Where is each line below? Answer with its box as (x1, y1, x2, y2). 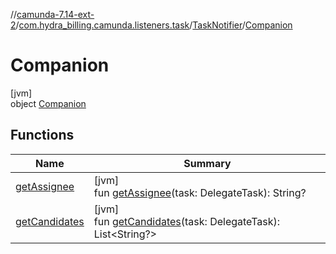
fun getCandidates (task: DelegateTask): (93, 214, 281, 228)
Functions (10, 127, 75, 144)
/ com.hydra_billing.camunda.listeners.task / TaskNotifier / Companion (15, 19, 293, 31)
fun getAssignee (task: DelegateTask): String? (93, 185, 307, 199)
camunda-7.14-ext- (16, 9, 95, 20)
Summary (183, 156, 232, 170)
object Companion (10, 97, 87, 109)
